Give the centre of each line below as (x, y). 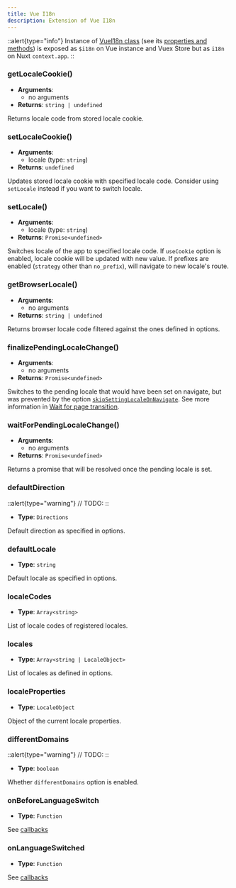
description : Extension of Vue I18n (61, 21)
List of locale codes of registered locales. (68, 626)
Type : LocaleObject (46, 707)
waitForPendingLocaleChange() (63, 425)
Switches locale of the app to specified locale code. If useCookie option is (114, 251)
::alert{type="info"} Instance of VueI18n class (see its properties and (107, 40)
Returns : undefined (46, 167)
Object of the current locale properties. (64, 721)
